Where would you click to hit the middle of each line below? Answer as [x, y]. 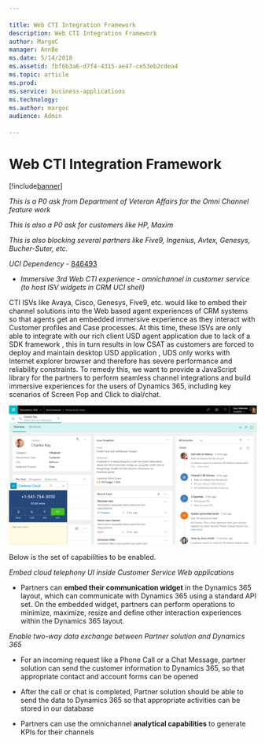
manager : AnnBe [34, 50]
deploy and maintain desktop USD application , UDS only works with [120, 352]
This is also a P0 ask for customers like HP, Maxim [91, 225]
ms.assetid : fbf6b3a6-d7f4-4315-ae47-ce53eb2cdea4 [94, 67]
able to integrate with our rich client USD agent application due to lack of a [130, 336]
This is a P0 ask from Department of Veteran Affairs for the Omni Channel [129, 201]
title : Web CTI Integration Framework [72, 25]
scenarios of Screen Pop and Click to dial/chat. [85, 394]
